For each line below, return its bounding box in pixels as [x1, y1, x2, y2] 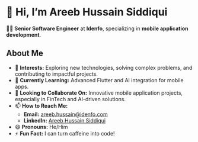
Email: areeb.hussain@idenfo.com [23, 111, 108, 118]
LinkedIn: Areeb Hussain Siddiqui [23, 117, 106, 124]
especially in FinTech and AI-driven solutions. [14, 95, 126, 102]
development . [6, 31, 41, 38]
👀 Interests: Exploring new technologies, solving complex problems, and [14, 64, 193, 71]
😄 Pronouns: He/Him [14, 123, 68, 130]
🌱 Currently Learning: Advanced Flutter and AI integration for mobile [14, 76, 184, 83]
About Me [6, 49, 43, 59]
